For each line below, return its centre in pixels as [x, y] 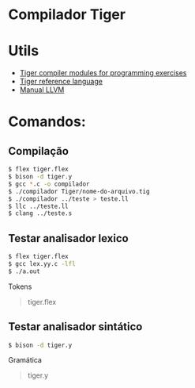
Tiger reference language [61, 82]
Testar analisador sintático [75, 327]
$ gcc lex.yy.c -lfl [42, 263]
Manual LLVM [42, 90]
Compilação [39, 151]
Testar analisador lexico [68, 238]
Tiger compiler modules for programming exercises [103, 73]
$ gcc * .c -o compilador [49, 184]
